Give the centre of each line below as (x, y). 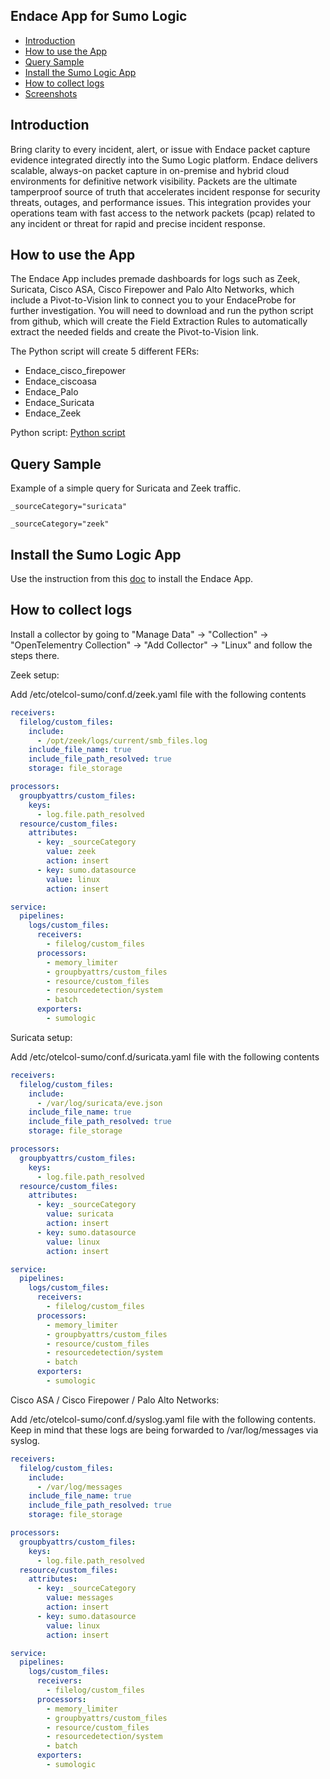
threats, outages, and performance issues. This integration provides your (161, 202)
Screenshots (51, 93)
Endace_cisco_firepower (75, 371)
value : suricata (80, 1214)
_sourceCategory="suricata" (69, 507)
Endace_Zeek (53, 413)
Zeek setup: (35, 675)
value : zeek (71, 852)
